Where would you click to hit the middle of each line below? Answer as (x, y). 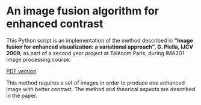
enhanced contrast (55, 24)
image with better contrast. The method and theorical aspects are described (101, 89)
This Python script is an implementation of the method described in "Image (100, 40)
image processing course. (39, 59)
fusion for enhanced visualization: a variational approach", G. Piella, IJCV (100, 47)
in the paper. (22, 95)
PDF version (21, 71)
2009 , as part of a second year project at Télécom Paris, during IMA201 (95, 53)
